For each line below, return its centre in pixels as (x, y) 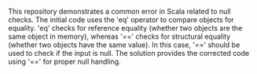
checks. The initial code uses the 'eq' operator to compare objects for (121, 20)
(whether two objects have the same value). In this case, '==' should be (124, 45)
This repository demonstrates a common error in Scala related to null (119, 11)
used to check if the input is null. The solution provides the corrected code (129, 53)
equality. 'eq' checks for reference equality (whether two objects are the (125, 28)
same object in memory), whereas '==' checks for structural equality (119, 36)
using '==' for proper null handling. (64, 61)
